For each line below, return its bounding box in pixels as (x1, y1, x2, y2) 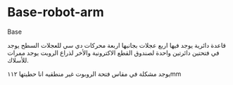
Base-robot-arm (7, 4, 104, 20)
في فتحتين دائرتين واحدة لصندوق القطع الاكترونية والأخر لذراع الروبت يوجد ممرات (7, 48, 220, 57)
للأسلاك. (7, 55, 30, 64)
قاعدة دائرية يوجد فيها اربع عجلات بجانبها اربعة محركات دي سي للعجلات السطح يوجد (7, 41, 227, 49)
